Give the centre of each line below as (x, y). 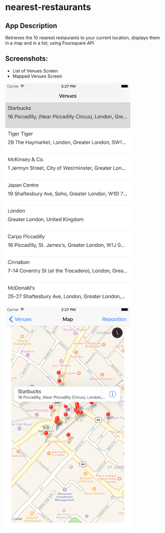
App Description (31, 26)
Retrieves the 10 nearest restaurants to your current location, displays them (82, 38)
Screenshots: (27, 59)
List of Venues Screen (35, 71)
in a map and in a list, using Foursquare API (49, 43)
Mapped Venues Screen (37, 76)
